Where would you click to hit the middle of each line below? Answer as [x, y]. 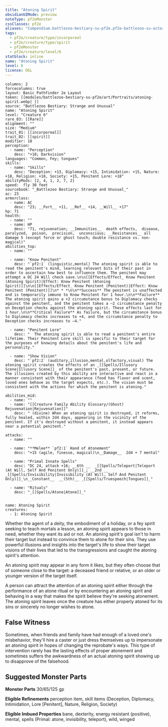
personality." [20, 347]
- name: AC [21, 203]
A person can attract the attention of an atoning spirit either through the [79, 585]
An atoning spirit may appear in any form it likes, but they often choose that [83, 565]
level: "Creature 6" [27, 115]
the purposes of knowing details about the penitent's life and [73, 343]
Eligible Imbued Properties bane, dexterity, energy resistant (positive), [78, 714]
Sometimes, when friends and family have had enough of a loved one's [78, 634]
